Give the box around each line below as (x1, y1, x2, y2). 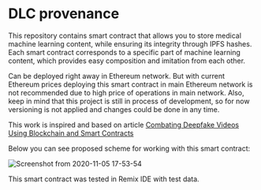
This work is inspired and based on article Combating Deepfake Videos (8, 120, 239, 129)
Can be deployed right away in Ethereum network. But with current (8, 71, 226, 80)
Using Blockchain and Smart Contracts (8, 128, 134, 138)
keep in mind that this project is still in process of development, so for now (8, 96, 250, 106)
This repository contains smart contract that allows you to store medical (8, 31, 242, 40)
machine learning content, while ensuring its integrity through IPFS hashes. (8, 39, 252, 48)
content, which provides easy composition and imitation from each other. (8, 56, 246, 65)
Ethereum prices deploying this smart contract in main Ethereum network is (8, 80, 253, 89)
